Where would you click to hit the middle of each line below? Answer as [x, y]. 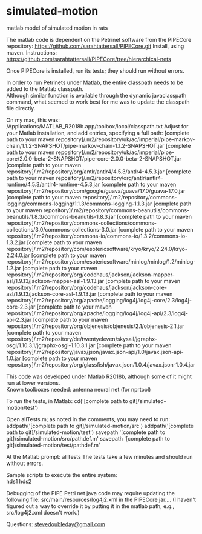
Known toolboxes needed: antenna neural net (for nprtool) [79, 389]
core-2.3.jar [21, 307]
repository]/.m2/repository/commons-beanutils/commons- [116, 210]
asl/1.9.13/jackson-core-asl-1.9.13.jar [51, 294]
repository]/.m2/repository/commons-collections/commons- [82, 223]
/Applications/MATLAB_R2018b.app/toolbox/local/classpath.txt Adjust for [97, 126]
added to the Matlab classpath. [45, 88]
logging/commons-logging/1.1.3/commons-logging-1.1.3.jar [79, 204]
